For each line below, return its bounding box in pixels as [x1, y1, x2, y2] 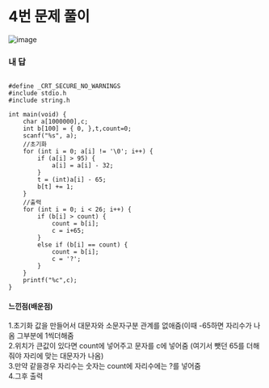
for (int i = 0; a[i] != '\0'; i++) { [23, 147, 153, 156]
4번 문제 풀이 [8, 7, 90, 26]
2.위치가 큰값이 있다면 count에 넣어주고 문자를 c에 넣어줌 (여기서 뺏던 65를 [8, 341, 245, 351]
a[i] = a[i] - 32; [51, 162, 114, 170]
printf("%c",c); [23, 276, 78, 285]
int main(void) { [8, 111, 67, 119]
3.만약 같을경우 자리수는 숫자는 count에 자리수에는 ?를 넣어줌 [8, 361, 201, 371]
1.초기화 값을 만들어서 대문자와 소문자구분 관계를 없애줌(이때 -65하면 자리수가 [8, 321, 252, 331]
